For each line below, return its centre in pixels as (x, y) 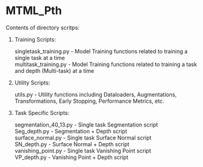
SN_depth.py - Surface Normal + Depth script (72, 144)
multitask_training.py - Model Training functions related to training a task (106, 64)
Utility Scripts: (32, 83)
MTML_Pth (34, 11)
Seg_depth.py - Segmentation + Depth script (71, 131)
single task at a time (40, 58)
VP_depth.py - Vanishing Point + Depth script (71, 157)
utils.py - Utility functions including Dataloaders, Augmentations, (96, 94)
